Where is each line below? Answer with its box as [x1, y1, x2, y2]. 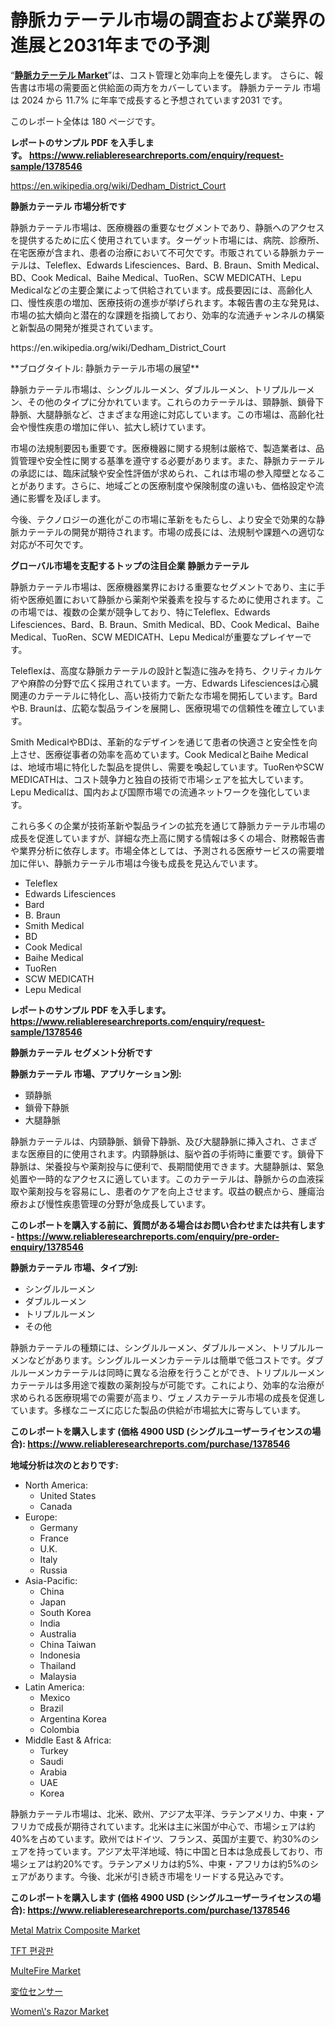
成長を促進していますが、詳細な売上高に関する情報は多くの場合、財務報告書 [10, 832, 326, 844]
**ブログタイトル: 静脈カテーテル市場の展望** [10, 362, 200, 374]
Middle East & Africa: [24, 1734, 112, 1746]
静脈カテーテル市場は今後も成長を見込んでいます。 [53, 857, 263, 869]
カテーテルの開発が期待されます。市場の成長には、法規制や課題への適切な [18, 526, 325, 538]
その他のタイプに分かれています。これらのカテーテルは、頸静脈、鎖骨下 [27, 396, 325, 408]
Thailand [39, 1659, 77, 1671]
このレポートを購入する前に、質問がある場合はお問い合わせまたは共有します [10, 1219, 326, 1231]
